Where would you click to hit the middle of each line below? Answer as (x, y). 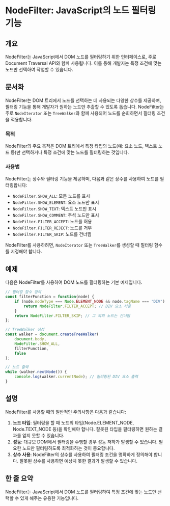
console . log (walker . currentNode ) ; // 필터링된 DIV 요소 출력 (76, 377)
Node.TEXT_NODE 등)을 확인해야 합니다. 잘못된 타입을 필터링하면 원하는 (85, 429)
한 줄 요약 (19, 479)
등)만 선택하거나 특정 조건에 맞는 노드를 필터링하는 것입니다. (70, 152)
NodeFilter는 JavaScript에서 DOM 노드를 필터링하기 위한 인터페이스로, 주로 (81, 57)
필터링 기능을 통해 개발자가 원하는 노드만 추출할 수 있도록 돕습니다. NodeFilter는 (85, 106)
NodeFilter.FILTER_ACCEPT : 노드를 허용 (52, 222)
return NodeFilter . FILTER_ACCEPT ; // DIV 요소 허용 (77, 306)
